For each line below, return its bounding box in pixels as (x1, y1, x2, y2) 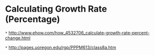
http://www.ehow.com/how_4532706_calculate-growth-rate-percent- (8, 30, 150, 36)
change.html (5, 35, 31, 41)
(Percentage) (5, 14, 60, 25)
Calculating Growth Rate (5, 3, 107, 15)
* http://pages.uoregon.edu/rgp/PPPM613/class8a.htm (5, 44, 116, 50)
